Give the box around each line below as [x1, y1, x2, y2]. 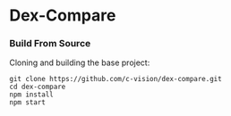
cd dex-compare [9, 82, 66, 92]
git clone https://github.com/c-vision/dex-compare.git [9, 75, 222, 84]
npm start [9, 98, 47, 107]
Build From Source [9, 37, 91, 50]
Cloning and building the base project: [9, 57, 150, 68]
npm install [9, 90, 54, 99]
